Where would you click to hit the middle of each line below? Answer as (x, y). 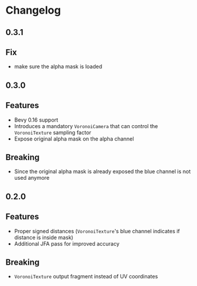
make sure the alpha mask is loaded (58, 66)
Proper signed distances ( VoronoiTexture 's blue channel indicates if (97, 231)
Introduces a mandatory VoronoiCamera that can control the (86, 126)
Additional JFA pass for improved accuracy (67, 243)
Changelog (33, 10)
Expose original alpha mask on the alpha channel (74, 139)
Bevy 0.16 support (36, 120)
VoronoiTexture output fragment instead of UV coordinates (86, 277)
